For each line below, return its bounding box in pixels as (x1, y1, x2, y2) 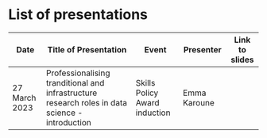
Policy (135, 87, 159, 98)
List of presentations (8, 6, 149, 24)
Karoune (182, 97, 215, 108)
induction (135, 107, 171, 118)
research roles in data (46, 97, 127, 108)
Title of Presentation (47, 44, 127, 55)
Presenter (183, 44, 222, 55)
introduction (46, 117, 91, 128)
